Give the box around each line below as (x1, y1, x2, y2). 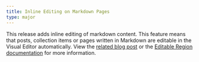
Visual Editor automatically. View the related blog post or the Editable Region (6, 43, 193, 50)
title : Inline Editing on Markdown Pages (6, 8, 110, 15)
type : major (6, 14, 36, 20)
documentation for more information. (6, 49, 97, 56)
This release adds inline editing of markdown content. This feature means (6, 30, 186, 37)
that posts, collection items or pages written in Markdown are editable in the (6, 37, 192, 44)
